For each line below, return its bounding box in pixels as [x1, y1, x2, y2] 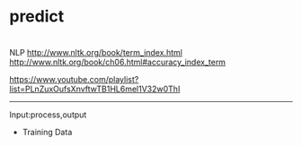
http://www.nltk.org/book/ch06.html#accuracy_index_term [9, 56, 226, 68]
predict [9, 6, 65, 27]
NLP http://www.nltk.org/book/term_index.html [9, 47, 182, 58]
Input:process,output [9, 109, 87, 120]
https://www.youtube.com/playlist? [9, 74, 139, 85]
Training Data [22, 127, 73, 138]
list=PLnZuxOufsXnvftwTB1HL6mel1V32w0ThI [9, 83, 181, 95]
